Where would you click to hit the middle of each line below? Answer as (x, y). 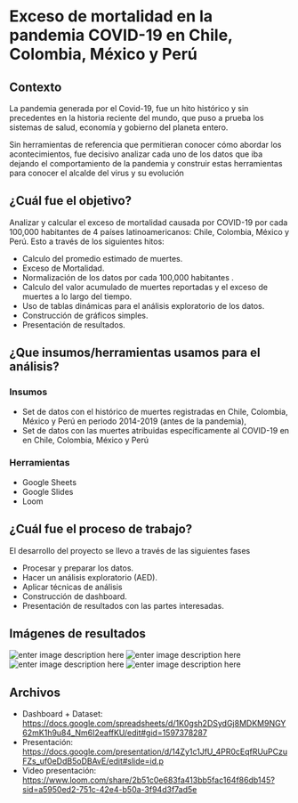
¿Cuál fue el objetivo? (70, 201)
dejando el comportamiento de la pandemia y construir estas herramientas (146, 163)
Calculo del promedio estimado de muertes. (102, 258)
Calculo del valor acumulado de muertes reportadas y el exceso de (145, 287)
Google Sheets (49, 482)
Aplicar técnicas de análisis (72, 587)
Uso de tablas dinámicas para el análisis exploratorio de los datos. (143, 305)
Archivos (35, 692)
